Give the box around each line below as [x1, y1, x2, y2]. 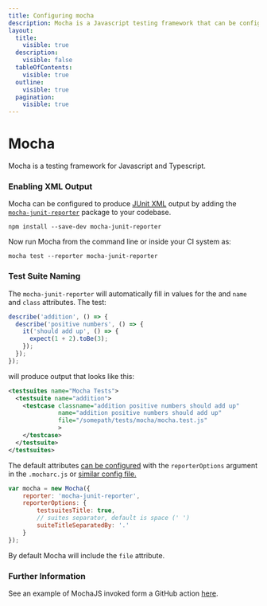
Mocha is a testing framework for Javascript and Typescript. [8, 161, 207, 171]
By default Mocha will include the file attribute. [8, 550, 165, 560]
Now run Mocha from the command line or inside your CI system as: [8, 237, 232, 247]
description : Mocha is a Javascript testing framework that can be [8, 19, 237, 27]
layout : [8, 26, 34, 34]
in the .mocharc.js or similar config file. [8, 469, 137, 479]
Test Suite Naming [8, 271, 81, 282]
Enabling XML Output [8, 181, 93, 192]
